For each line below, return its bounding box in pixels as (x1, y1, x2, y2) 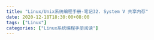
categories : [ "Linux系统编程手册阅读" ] (6, 25, 99, 31)
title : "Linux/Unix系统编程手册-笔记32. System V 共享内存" (6, 8, 149, 15)
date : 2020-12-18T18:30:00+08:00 (6, 14, 90, 20)
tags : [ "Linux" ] (6, 19, 47, 25)
